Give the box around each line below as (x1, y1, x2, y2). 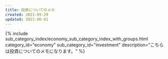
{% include (5, 31, 28, 37)
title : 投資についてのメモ (5, 7, 55, 13)
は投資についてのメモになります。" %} (5, 48, 85, 54)
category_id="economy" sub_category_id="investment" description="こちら (5, 42, 164, 48)
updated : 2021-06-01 (5, 17, 49, 22)
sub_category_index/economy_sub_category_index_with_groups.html (5, 36, 148, 42)
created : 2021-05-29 (5, 12, 49, 17)
